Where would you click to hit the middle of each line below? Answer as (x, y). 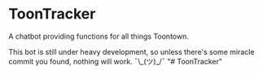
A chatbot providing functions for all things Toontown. (99, 36)
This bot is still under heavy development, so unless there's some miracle (131, 51)
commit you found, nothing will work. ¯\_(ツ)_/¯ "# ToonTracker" (115, 61)
